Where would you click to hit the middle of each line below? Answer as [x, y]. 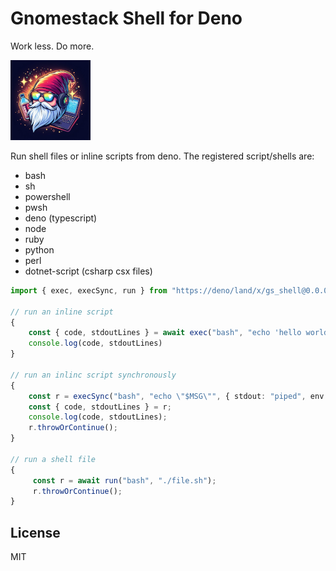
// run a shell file [53, 459]
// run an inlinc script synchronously [93, 375]
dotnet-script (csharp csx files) [88, 271]
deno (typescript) [61, 218]
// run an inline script [62, 312]
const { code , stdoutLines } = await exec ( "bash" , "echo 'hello [165, 333]
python [39, 249]
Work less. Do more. [52, 46]
